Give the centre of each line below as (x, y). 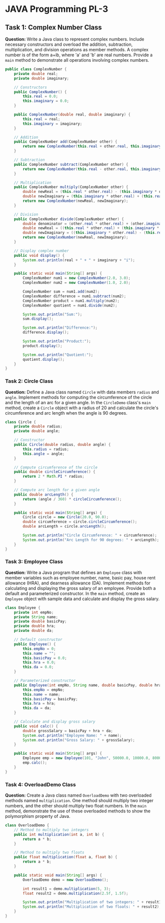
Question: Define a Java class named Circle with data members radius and (82, 392)
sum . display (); (38, 319)
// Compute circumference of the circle (56, 467)
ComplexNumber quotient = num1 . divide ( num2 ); (70, 305)
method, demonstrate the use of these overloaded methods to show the (78, 811)
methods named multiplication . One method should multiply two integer (79, 801)
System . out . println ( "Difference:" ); (60, 328)
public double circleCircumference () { (55, 472)
